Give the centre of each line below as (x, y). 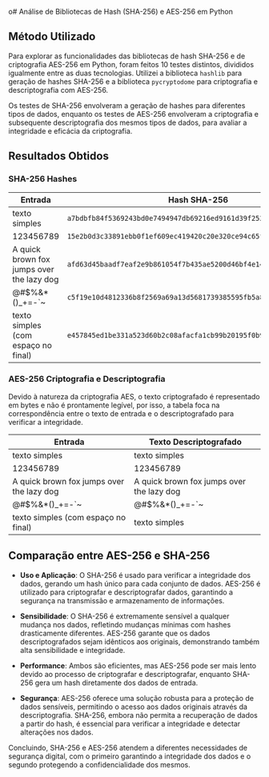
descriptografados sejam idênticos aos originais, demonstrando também (140, 641)
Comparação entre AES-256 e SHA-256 (109, 556)
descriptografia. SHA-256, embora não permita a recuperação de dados (139, 715)
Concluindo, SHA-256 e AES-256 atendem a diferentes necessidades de (128, 747)
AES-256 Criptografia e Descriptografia (87, 379)
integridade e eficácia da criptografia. (70, 130)
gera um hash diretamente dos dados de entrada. (116, 683)
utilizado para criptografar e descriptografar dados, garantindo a (126, 592)
